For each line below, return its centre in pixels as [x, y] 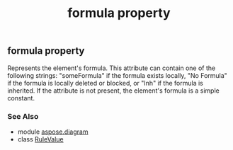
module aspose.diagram [53, 132]
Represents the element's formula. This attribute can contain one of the [112, 68]
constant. [21, 98]
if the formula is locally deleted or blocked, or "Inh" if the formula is [105, 83]
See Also [23, 116]
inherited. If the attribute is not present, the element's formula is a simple [113, 91]
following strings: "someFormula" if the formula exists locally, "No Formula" [118, 75]
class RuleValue [40, 139]
